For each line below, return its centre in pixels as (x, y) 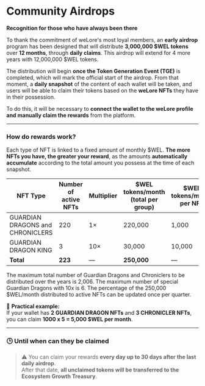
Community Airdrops (60, 11)
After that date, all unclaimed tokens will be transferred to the (100, 370)
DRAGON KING (31, 250)
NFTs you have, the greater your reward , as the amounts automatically (97, 156)
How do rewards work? (41, 136)
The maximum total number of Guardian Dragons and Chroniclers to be (95, 275)
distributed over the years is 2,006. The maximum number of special (92, 282)
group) (144, 207)
